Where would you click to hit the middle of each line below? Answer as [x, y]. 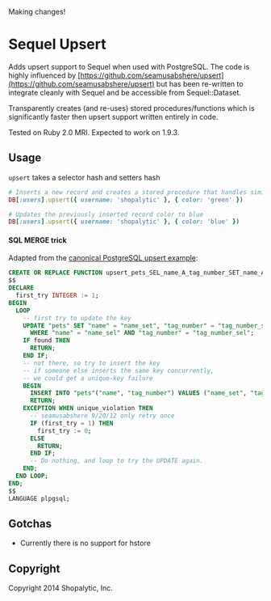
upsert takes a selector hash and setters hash [84, 177]
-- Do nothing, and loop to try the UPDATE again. [117, 461]
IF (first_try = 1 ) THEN [71, 423]
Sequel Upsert [57, 44]
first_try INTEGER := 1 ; [57, 296]
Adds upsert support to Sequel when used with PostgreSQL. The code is [129, 66]
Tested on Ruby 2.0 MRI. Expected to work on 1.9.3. [94, 132]
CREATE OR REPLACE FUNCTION [56, 273]
